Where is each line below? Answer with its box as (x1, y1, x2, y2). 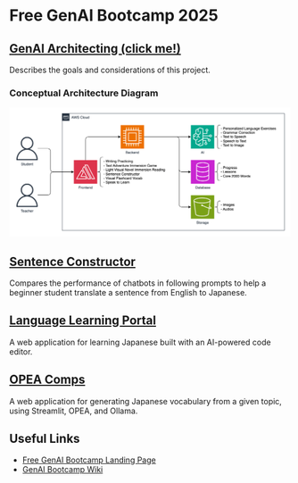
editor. (9, 346, 33, 357)
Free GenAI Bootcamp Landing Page (21, 454, 156, 465)
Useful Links (9, 430, 80, 446)
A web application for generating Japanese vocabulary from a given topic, (9, 396, 283, 406)
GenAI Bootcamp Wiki (21, 464, 103, 475)
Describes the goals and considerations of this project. (9, 64, 211, 75)
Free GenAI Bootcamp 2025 (9, 5, 219, 26)
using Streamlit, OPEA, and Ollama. (9, 405, 138, 416)
